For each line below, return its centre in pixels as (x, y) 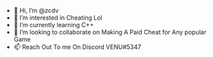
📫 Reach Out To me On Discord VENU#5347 (77, 47)
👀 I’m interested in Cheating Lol (58, 18)
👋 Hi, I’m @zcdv (36, 11)
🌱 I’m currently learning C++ (54, 25)
